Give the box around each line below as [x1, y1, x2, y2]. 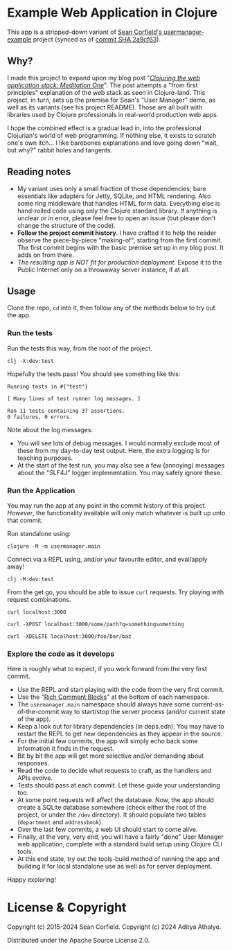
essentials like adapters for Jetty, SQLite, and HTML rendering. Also [17, 192, 211, 200]
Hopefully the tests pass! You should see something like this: [7, 369, 181, 378]
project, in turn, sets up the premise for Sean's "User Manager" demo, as [7, 96, 216, 104]
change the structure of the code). [17, 221, 116, 229]
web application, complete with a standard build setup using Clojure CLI [17, 840, 223, 848]
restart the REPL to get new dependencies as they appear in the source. [17, 729, 223, 738]
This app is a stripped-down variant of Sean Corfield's [7, 28, 163, 36]
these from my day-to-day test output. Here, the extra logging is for [17, 446, 210, 454]
